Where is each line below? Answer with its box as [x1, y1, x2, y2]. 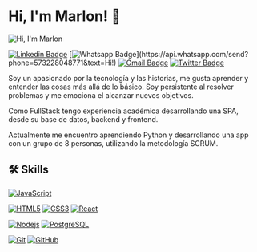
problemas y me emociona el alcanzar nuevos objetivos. [8, 90, 194, 100]
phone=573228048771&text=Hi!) [8, 58, 117, 67]
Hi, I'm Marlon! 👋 [8, 7, 121, 26]
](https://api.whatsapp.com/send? [135, 49, 249, 59]
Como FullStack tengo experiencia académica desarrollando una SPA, [8, 106, 239, 116]
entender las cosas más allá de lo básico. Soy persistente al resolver [8, 82, 234, 91]
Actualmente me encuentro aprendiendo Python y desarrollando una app [8, 130, 250, 140]
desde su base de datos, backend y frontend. [8, 114, 159, 124]
